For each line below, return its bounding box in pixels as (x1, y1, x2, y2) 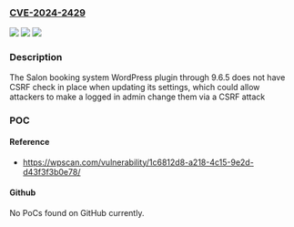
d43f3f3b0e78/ (22, 166, 81, 177)
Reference (9, 137, 50, 148)
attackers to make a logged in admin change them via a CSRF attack (9, 91, 266, 102)
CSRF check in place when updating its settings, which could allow (9, 81, 260, 92)
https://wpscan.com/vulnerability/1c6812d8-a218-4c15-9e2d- (22, 157, 255, 168)
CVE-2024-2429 (9, 6, 86, 19)
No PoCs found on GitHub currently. (9, 207, 145, 218)
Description (9, 51, 63, 64)
